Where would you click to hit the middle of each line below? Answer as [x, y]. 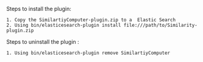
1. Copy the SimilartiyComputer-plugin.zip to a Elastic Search [91, 20]
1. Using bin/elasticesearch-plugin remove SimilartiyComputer [88, 53]
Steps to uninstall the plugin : [43, 42]
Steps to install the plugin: [39, 9]
